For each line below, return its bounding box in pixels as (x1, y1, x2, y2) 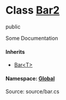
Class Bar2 (5, 4, 60, 17)
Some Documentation (5, 34, 58, 41)
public (5, 23, 21, 30)
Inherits (5, 48, 25, 55)
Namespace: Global (5, 75, 55, 82)
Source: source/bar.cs (5, 88, 60, 95)
